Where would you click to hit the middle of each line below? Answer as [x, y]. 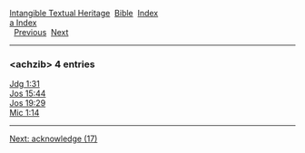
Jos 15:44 [28, 93]
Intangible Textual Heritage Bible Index [84, 13]
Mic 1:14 [25, 113]
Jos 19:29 [28, 103]
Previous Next [41, 32]
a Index [23, 23]
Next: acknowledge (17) [54, 139]
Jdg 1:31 [25, 84]
